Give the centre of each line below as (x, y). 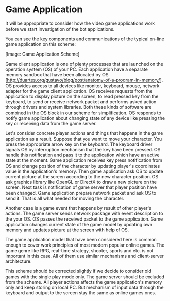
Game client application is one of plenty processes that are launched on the (84, 64)
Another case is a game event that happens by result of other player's (78, 208)
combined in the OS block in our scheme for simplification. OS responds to (83, 113)
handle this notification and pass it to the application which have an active (82, 155)
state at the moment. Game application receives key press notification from (84, 160)
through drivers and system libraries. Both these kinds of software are (78, 107)
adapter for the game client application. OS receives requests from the (79, 91)
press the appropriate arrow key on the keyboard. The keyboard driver (79, 144)
